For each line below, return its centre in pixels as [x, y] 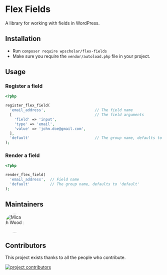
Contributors [26, 246]
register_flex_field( [28, 105]
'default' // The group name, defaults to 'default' [75, 184]
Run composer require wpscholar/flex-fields [60, 50]
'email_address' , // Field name [44, 179]
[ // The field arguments [77, 115]
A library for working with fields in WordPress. [52, 23]
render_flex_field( [25, 175]
